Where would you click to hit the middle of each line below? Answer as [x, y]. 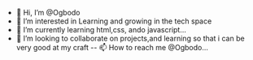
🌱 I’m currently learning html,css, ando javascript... [101, 30]
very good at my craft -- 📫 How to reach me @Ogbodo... [112, 47]
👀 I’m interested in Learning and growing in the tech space [114, 21]
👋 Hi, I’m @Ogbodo [48, 13]
